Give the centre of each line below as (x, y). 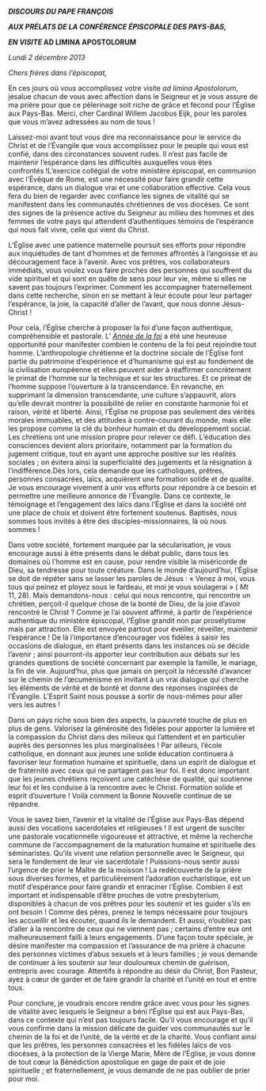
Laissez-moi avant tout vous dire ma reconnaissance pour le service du (125, 137)
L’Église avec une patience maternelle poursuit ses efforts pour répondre (127, 245)
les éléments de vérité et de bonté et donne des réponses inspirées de (123, 688)
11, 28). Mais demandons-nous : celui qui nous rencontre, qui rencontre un (129, 595)
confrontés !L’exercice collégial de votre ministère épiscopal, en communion (132, 171)
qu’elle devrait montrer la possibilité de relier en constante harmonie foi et (128, 403)
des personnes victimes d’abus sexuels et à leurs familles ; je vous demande (133, 954)
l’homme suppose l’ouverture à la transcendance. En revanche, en (116, 386)
